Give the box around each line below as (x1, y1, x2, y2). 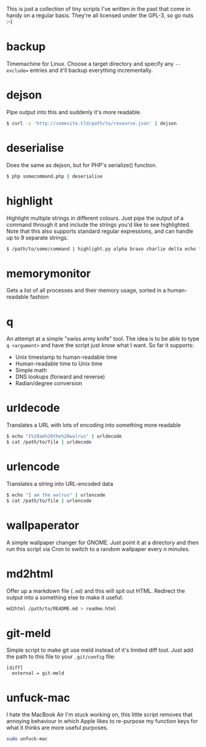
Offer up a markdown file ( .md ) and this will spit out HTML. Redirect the (6, 587, 185, 595)
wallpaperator (6, 518, 80, 532)
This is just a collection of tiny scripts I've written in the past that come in (6, 6, 191, 12)
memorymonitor (6, 267, 91, 280)
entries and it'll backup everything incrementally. (29, 66, 153, 74)
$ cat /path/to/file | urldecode (6, 439, 92, 445)
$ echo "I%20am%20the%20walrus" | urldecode (6, 433, 122, 440)
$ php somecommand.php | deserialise (6, 173, 103, 179)
